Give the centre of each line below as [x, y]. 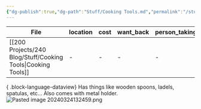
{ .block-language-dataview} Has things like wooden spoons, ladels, [90, 87]
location [80, 32]
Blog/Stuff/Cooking [36, 57]
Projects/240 [28, 50]
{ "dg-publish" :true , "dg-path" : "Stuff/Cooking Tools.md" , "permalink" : [95, 12]
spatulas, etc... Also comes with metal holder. [62, 93]
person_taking [176, 32]
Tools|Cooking [30, 65]
